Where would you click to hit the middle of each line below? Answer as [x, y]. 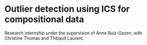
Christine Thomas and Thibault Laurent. [44, 38]
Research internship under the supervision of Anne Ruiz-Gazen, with [73, 33]
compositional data [44, 19]
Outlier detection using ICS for [67, 9]
